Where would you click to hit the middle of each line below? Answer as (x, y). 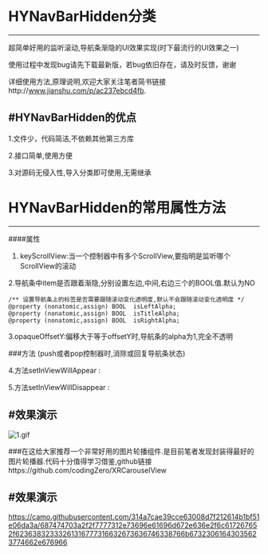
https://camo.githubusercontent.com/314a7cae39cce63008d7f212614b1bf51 (134, 517)
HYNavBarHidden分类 (82, 16)
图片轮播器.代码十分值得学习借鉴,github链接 (80, 461)
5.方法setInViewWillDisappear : (59, 387)
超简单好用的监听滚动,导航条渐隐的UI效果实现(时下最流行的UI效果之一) (124, 47)
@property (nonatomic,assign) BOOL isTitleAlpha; (94, 313)
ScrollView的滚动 (48, 265)
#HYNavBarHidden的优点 (73, 118)
